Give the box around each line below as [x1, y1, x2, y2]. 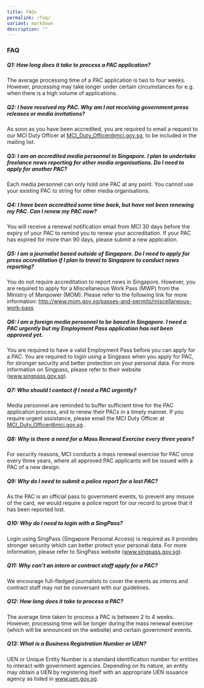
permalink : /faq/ [7, 15, 51, 21]
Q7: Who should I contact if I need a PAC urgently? [7, 386, 137, 393]
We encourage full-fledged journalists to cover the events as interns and [7, 577, 188, 584]
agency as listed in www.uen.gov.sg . [7, 675, 99, 682]
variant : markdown [7, 20, 53, 26]
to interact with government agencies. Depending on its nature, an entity [7, 662, 188, 669]
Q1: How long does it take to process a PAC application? [7, 61, 151, 68]
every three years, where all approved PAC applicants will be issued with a [7, 457, 193, 464]
